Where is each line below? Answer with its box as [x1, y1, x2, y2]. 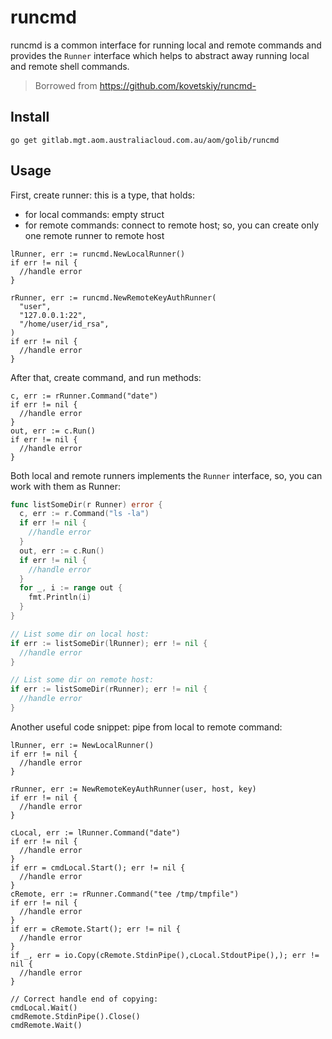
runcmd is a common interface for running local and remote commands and [10, 39, 322, 51]
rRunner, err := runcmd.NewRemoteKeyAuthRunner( [10, 292, 217, 303]
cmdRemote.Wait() [10, 1020, 83, 1030]
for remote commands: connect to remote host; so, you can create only [24, 219, 320, 231]
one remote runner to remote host [24, 229, 165, 241]
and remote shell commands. [10, 60, 130, 72]
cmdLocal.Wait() [10, 1002, 78, 1013]
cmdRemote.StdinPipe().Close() [10, 1011, 141, 1021]
